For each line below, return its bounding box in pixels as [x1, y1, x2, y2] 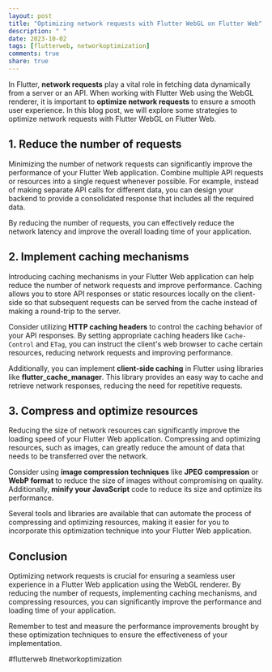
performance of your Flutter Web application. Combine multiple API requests [8, 167, 264, 177]
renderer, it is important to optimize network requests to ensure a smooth [8, 97, 257, 106]
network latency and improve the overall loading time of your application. [8, 226, 253, 236]
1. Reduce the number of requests [8, 137, 182, 151]
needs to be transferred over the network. [8, 451, 148, 461]
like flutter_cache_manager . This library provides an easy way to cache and [8, 372, 264, 381]
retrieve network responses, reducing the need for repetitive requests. [8, 381, 243, 390]
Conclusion [8, 549, 68, 563]
